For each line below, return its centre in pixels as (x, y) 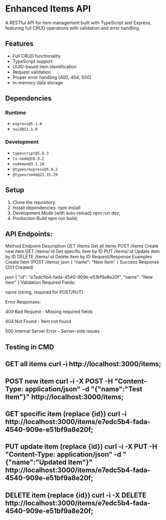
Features (19, 44)
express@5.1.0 (27, 124)
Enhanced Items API (48, 9)
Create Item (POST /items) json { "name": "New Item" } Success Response (82, 262)
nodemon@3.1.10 (28, 164)
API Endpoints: (29, 234)
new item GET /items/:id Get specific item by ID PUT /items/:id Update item (82, 251)
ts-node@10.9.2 (28, 159)
